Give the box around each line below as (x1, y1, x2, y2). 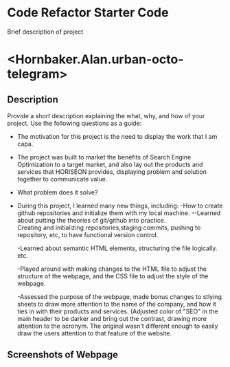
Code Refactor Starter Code (7, 5, 169, 21)
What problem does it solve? (16, 188, 98, 197)
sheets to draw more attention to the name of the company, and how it (16, 300, 216, 308)
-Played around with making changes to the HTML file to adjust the (16, 265, 207, 273)
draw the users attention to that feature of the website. (16, 329, 172, 337)
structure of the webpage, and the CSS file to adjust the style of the (16, 271, 209, 280)
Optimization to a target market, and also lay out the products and (16, 160, 203, 168)
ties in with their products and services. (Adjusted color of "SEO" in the (16, 307, 218, 315)
